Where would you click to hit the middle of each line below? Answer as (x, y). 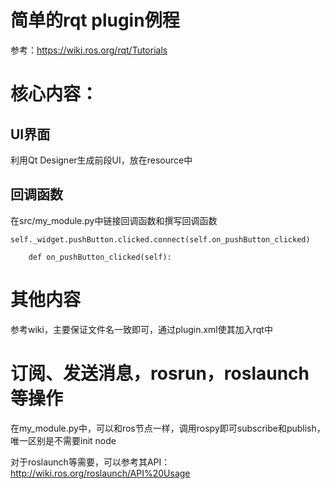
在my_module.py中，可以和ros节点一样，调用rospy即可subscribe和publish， (168, 428)
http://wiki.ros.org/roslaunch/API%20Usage (100, 473)
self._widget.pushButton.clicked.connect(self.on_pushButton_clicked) (160, 239)
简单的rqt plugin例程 (95, 20)
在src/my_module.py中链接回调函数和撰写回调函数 (114, 220)
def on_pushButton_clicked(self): (100, 257)
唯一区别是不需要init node (63, 440)
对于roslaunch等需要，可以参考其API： (90, 462)
